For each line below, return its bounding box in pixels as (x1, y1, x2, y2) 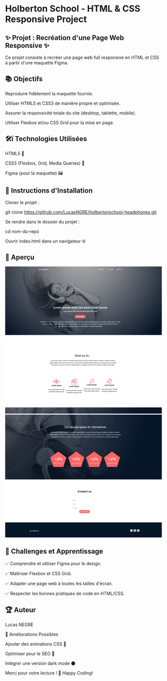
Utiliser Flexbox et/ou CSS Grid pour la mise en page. (5, 119, 114, 125)
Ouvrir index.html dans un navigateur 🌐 (5, 238, 86, 244)
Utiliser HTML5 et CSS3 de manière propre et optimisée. (5, 100, 121, 106)
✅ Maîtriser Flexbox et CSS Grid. (5, 570, 72, 576)
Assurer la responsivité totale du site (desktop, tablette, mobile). (5, 110, 136, 116)
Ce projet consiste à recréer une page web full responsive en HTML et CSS (5, 54, 159, 60)
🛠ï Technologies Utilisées (5, 135, 87, 143)
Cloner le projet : (5, 200, 40, 206)
